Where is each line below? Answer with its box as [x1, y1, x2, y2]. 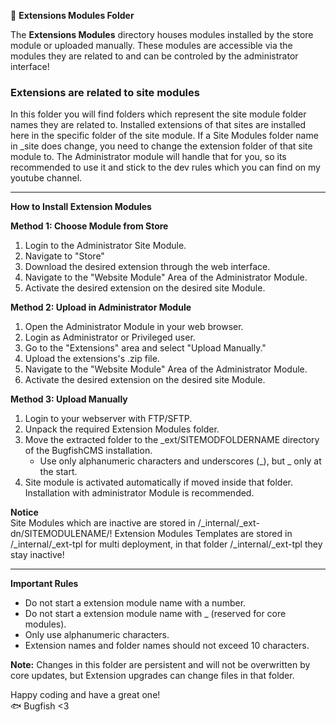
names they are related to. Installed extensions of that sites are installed [10, 119, 307, 131]
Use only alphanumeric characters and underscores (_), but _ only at [39, 455, 322, 467]
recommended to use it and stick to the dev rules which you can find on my [10, 161, 321, 174]
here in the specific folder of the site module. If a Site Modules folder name [10, 130, 319, 142]
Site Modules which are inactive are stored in [10, 517, 196, 529]
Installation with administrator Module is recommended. [24, 487, 255, 499]
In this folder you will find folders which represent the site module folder [10, 108, 307, 120]
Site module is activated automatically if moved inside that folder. [24, 476, 293, 489]
